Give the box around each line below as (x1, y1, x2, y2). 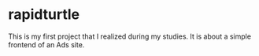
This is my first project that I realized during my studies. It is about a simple (8, 32, 252, 41)
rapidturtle (8, 6, 80, 24)
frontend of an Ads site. (8, 39, 85, 49)
